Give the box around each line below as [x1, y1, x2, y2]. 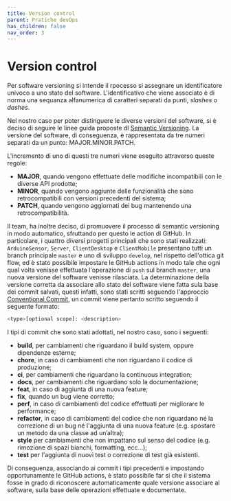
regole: [7, 159, 27, 167]
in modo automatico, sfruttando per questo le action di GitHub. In [7, 229, 191, 237]
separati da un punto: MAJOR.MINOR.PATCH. [7, 139, 136, 147]
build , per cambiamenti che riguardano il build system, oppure [16, 341, 194, 350]
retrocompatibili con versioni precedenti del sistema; [16, 194, 166, 202]
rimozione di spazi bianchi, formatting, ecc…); [16, 443, 148, 452]
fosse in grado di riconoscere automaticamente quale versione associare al [7, 478, 220, 487]
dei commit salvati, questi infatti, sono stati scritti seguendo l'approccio [7, 288, 209, 296]
